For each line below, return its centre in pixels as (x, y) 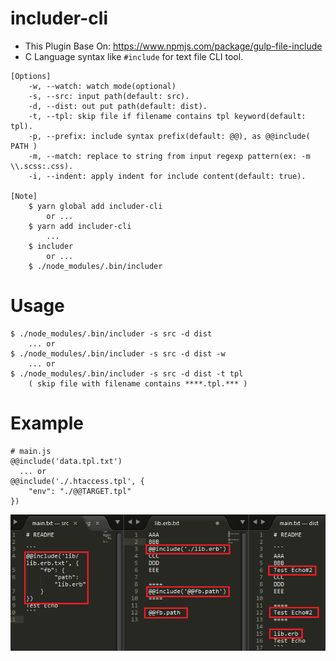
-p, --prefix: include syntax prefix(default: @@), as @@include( (169, 136)
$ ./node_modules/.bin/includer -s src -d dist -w (118, 353)
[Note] (24, 196)
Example (47, 423)
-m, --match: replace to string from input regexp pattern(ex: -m (169, 156)
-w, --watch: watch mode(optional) (102, 86)
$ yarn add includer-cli (80, 226)
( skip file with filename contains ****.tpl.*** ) (138, 383)
